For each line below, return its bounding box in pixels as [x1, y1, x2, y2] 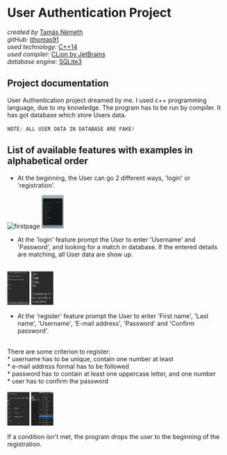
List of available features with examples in [7, 144, 193, 156]
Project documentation [7, 78, 109, 90]
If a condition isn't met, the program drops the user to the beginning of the [7, 432, 220, 440]
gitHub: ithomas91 [7, 35, 59, 43]
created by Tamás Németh [7, 28, 83, 36]
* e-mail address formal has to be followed [7, 362, 130, 370]
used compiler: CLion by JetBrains [7, 50, 106, 58]
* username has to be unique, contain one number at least [7, 354, 174, 363]
